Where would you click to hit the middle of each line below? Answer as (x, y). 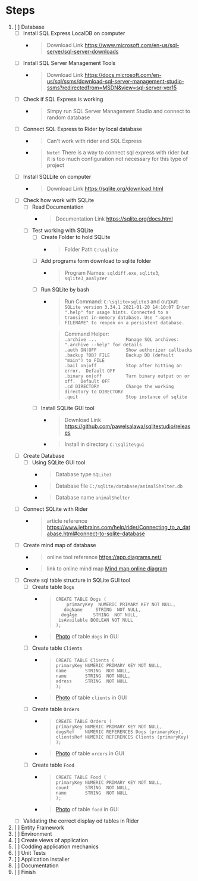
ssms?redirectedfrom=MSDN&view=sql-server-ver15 (111, 88)
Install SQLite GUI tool (67, 408)
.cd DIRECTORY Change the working (119, 386)
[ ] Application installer (42, 860)
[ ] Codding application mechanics (56, 846)
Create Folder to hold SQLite (76, 237)
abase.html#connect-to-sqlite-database (96, 533)
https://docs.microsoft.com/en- (123, 75)
